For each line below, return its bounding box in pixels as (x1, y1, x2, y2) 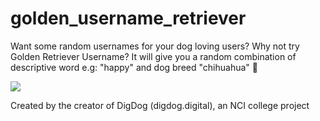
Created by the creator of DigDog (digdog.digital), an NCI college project (10, 99, 310, 111)
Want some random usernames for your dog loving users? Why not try (10, 40, 300, 52)
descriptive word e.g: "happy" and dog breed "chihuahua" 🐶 (10, 61, 258, 73)
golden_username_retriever (10, 7, 247, 30)
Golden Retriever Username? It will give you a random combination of (10, 50, 297, 62)
